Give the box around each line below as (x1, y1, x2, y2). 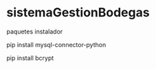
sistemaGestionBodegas (6, 5, 150, 20)
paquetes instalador (6, 27, 63, 36)
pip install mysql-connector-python (6, 40, 107, 49)
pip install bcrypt (6, 53, 54, 62)
